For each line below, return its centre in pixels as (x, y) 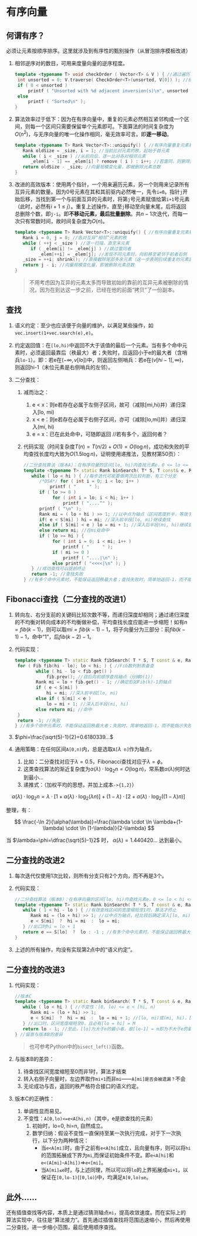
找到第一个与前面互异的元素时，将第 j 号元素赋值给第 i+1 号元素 (115, 199)
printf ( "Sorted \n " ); (57, 102)
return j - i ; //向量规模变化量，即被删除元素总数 (79, 265)
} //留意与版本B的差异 (39, 1035)
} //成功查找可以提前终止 (59, 569)
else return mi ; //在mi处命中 (74, 530)
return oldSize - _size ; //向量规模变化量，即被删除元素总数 (92, 167)
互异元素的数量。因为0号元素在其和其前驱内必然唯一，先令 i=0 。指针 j (98, 192)
